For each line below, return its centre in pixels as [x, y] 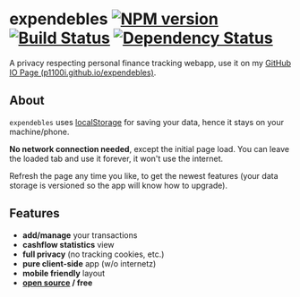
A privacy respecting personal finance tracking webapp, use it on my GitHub [150, 63]
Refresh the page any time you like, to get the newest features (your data [144, 175]
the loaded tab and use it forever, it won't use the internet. [116, 158]
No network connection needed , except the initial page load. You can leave [149, 148]
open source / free [57, 283]
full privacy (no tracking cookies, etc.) [93, 254]
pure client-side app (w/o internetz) [89, 263]
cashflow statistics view [68, 244]
